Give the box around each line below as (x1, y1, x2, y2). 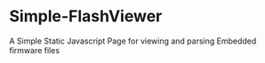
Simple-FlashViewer (9, 6, 163, 27)
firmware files (9, 44, 60, 55)
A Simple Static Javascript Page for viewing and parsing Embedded (9, 35, 257, 46)
